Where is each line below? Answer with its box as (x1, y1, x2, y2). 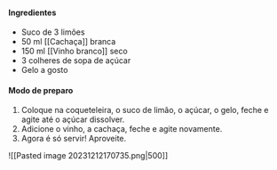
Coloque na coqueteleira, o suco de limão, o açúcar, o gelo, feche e (20, 105, 269, 116)
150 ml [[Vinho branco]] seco (20, 45, 128, 57)
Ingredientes (8, 7, 57, 18)
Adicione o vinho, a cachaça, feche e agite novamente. (20, 124, 223, 134)
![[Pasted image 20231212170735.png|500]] (8, 150, 169, 161)
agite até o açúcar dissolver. (20, 114, 125, 125)
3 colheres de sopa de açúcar (20, 55, 131, 66)
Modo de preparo (8, 85, 74, 95)
